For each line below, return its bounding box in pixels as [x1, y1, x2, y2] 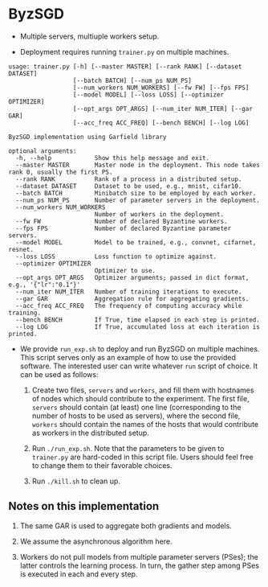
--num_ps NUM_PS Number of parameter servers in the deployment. [15, 196, 261, 204]
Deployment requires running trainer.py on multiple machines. [19, 47, 229, 56]
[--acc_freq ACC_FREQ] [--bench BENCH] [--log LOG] [72, 118, 250, 127]
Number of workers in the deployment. [94, 210, 225, 218]
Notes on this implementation [8, 499, 160, 513]
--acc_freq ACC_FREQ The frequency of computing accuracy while [15, 302, 242, 310]
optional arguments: [8, 146, 78, 155]
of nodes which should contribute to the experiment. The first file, [31, 393, 250, 403]
